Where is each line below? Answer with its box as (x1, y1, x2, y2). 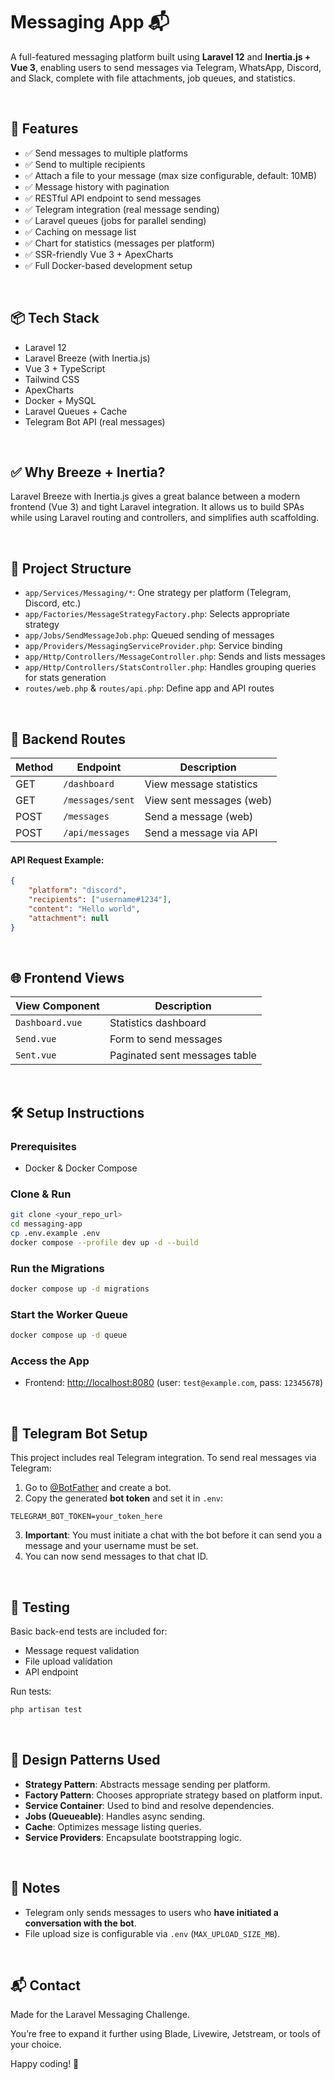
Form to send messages (109, 1032, 223, 1046)
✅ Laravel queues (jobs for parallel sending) (24, 214, 207, 226)
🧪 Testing (10, 1599, 71, 1616)
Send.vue (15, 1034, 57, 1045)
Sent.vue (15, 1050, 57, 1061)
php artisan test (10, 1705, 83, 1715)
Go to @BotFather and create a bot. (24, 1482, 172, 1494)
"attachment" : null (28, 913, 110, 923)
